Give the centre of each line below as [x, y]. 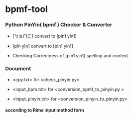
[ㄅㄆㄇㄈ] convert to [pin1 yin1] [45, 36]
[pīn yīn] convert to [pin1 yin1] [43, 46]
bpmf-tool [27, 9]
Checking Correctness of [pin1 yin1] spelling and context [70, 56]
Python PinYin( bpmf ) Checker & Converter [59, 25]
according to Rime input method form [45, 110]
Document [18, 69]
